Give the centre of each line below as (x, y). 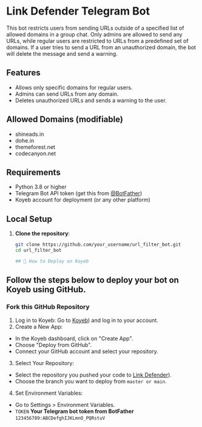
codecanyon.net (35, 153)
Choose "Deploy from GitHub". (53, 345)
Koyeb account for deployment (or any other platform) (82, 200)
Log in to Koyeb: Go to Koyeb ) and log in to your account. (87, 320)
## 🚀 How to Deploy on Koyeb (52, 261)
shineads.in (29, 134)
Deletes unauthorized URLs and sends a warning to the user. (91, 100)
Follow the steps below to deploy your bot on (93, 280)
